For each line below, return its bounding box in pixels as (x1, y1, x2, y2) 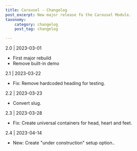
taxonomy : (5, 17, 27, 22)
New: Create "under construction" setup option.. (12, 140, 115, 146)
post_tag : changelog (14, 27, 58, 32)
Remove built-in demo (12, 60, 60, 67)
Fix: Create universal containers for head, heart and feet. (12, 120, 132, 126)
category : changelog (14, 21, 58, 27)
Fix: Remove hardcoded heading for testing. (12, 80, 105, 87)
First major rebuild (12, 55, 52, 61)
